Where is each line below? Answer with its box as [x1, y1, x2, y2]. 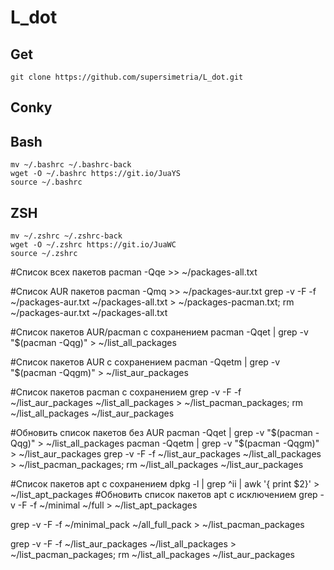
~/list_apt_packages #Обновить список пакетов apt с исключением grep [10, 489, 318, 501]
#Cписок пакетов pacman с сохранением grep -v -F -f [10, 386, 242, 398]
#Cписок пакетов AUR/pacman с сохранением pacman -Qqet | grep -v [10, 326, 309, 338]
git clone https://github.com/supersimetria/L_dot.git [10, 72, 244, 82]
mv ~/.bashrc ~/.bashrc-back [10, 160, 132, 170]
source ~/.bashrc [10, 177, 83, 188]
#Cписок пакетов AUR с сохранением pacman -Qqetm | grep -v [10, 356, 281, 368]
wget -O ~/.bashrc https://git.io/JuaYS [10, 169, 182, 179]
